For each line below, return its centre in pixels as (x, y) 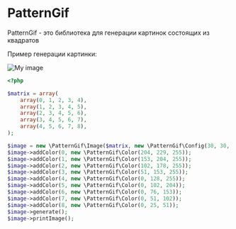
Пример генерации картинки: (52, 54)
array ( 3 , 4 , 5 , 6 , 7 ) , (54, 120)
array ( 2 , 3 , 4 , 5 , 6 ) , (54, 113)
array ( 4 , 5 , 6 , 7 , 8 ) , (54, 127)
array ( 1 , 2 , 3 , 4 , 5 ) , (54, 107)
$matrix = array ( (33, 94)
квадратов (23, 40)
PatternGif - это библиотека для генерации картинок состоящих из (109, 33)
